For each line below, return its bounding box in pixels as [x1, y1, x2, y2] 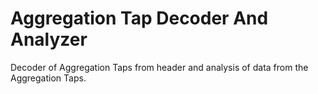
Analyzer [10, 28, 88, 51]
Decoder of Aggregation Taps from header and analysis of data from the [10, 61, 309, 73]
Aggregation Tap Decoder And [10, 7, 269, 30]
